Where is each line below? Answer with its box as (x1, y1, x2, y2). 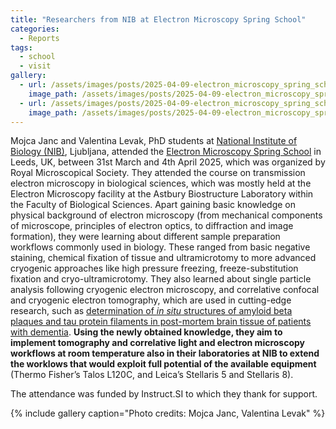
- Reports (19, 33, 60, 43)
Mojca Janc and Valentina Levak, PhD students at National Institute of (10, 135, 298, 147)
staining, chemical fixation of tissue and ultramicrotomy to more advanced (10, 252, 317, 264)
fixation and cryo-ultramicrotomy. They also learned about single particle (10, 273, 312, 285)
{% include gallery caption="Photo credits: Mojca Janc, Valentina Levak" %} (10, 407, 326, 420)
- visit (19, 61, 52, 71)
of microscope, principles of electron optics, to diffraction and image (10, 220, 294, 232)
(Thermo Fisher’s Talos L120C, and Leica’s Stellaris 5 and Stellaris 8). (10, 369, 294, 381)
